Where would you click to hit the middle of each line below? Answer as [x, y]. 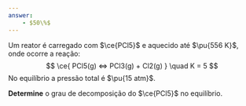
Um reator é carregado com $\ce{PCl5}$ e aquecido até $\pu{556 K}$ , [123, 45]
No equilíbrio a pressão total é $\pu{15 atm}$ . [82, 78]
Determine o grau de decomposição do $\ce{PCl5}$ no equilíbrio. [115, 93]
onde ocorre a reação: [44, 53]
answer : [21, 15]
